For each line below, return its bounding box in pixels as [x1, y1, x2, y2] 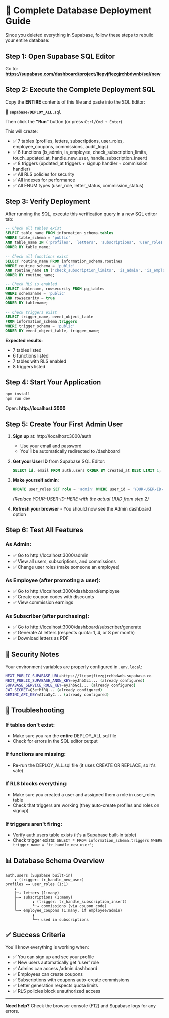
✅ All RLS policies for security [12, 171, 75, 177]
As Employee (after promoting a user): [5, 577, 101, 584]
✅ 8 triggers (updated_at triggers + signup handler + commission [12, 160, 148, 166]
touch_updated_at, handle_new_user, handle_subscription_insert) [12, 155, 148, 161]
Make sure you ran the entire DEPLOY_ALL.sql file [12, 733, 117, 739]
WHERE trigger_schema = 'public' [5, 324, 75, 329]
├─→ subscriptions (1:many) [14, 895, 73, 900]
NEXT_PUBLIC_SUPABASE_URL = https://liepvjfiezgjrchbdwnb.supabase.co [5, 674, 152, 679]
